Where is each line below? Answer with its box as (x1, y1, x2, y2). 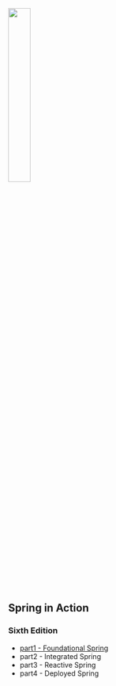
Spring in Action (8, 601, 89, 615)
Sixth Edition (8, 625, 58, 636)
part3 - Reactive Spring (19, 660, 96, 669)
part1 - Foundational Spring (19, 643, 109, 653)
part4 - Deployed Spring (19, 669, 99, 678)
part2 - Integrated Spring (19, 651, 101, 661)
